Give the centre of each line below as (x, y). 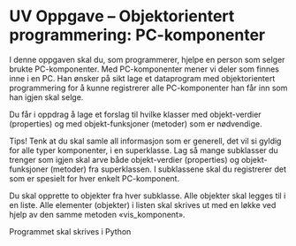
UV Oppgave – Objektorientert (122, 16)
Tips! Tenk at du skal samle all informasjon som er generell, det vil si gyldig (145, 141)
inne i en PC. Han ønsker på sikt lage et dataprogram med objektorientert (142, 78)
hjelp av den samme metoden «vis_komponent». (97, 214)
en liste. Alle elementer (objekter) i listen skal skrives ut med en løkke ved (143, 204)
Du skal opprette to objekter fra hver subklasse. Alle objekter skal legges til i (148, 196)
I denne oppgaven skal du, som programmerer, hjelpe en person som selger (147, 59)
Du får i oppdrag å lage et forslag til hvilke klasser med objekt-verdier (136, 114)
